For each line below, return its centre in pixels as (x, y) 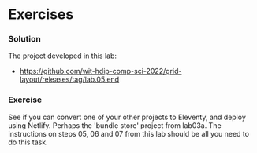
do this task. (28, 142)
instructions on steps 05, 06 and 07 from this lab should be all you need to (129, 133)
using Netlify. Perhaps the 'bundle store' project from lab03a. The (115, 125)
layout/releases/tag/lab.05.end (69, 79)
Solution (25, 39)
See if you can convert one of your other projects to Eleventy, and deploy (127, 117)
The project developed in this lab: (62, 56)
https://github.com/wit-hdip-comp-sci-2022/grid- (101, 71)
